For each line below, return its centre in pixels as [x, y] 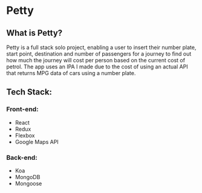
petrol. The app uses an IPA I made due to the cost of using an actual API [97, 67]
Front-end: [22, 110]
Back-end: [22, 157]
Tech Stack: [29, 92]
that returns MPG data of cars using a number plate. [71, 73]
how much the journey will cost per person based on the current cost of [96, 60]
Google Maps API [37, 142]
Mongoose [28, 183]
